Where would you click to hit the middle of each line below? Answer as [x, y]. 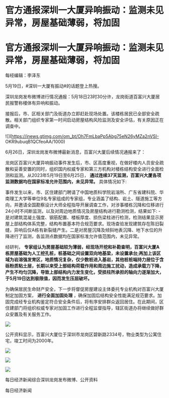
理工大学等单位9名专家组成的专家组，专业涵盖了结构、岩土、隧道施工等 [83, 199]
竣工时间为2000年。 [35, 341]
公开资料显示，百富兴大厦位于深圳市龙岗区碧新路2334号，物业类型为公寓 [81, 335]
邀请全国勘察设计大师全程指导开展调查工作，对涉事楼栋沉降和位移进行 [91, 205]
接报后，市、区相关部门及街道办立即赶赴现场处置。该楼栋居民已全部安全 [80, 114]
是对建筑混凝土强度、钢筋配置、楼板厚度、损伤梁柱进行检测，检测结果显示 [82, 217]
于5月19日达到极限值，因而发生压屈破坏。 [49, 278]
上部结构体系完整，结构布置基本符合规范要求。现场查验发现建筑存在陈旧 [84, 224]
